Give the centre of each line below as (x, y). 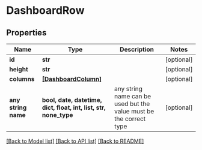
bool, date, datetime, (72, 100)
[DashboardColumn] (72, 79)
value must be (134, 111)
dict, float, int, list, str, (74, 107)
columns (22, 79)
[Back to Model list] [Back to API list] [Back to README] (75, 141)
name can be (133, 96)
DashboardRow (45, 10)
